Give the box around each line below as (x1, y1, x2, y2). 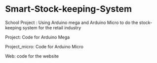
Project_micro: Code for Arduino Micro (5, 43, 84, 49)
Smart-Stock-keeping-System (5, 3, 132, 15)
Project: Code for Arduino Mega (5, 34, 70, 40)
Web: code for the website (5, 53, 59, 59)
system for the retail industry (22, 24, 81, 30)
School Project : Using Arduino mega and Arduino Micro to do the (5, 20, 138, 25)
